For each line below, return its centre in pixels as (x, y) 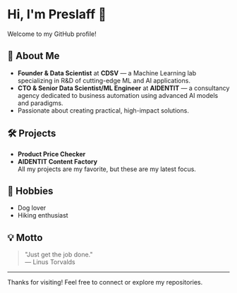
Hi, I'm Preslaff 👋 (57, 14)
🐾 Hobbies (30, 191)
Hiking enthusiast (43, 216)
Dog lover (32, 208)
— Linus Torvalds (50, 262)
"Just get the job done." (59, 255)
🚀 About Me (34, 56)
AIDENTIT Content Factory (57, 161)
